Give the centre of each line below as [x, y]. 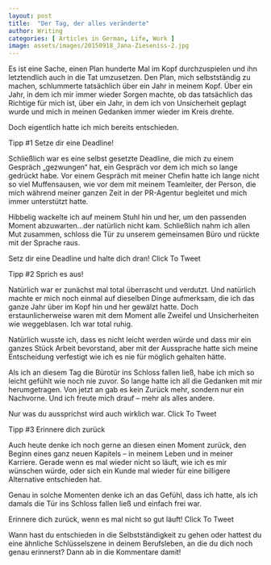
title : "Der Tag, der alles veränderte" [79, 23]
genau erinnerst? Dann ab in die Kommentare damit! [95, 552]
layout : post [30, 16]
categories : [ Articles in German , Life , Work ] [92, 38]
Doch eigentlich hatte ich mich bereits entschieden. [94, 128]
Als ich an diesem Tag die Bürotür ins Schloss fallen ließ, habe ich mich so [131, 373]
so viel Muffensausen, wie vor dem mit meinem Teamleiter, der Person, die [132, 184]
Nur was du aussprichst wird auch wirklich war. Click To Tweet [113, 414]
